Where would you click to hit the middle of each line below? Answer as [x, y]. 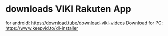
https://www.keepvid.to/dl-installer [42, 28]
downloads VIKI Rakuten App [68, 9]
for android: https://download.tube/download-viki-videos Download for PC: [84, 23]
